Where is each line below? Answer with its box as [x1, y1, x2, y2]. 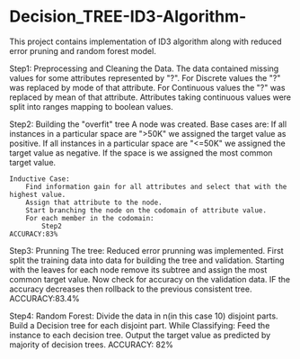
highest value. [9, 190, 66, 199]
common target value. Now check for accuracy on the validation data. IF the [9, 274, 291, 284]
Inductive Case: [9, 174, 70, 184]
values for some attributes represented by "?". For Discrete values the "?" [9, 72, 281, 83]
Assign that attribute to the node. [25, 198, 163, 207]
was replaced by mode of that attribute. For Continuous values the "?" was [9, 82, 286, 93]
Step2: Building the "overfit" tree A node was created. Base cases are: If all [9, 119, 287, 130]
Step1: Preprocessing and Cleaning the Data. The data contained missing [9, 63, 279, 74]
